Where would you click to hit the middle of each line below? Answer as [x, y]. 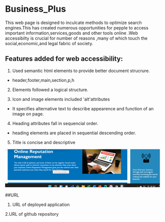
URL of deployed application [41, 205]
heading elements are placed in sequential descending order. [74, 133]
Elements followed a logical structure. [50, 90]
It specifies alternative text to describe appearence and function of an [83, 108]
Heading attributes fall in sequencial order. [55, 123]
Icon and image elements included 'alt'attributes [61, 99]
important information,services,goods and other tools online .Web [72, 33]
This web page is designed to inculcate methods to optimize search [74, 23]
